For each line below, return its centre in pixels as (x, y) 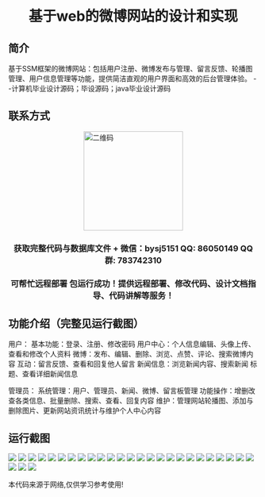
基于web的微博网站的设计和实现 (133, 16)
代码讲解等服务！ (141, 295)
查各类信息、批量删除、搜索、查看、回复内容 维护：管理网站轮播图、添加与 (131, 401)
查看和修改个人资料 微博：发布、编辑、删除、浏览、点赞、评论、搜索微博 (127, 354)
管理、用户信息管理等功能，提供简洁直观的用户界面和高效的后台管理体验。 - (132, 79)
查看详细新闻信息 (50, 374)
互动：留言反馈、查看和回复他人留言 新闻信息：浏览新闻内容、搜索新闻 (132, 364)
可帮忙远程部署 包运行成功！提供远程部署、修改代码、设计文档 (129, 283)
